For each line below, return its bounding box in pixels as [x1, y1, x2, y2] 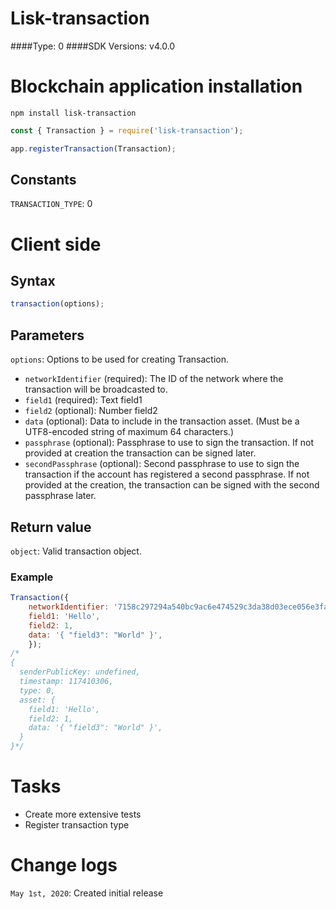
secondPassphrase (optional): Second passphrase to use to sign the [24, 458, 300, 470]
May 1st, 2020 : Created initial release [10, 887, 164, 899]
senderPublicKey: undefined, [19, 667, 141, 677]
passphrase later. [24, 490, 97, 502]
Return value [10, 518, 92, 536]
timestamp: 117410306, [19, 677, 114, 687]
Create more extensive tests [24, 808, 142, 821]
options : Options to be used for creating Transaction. [10, 353, 230, 366]
